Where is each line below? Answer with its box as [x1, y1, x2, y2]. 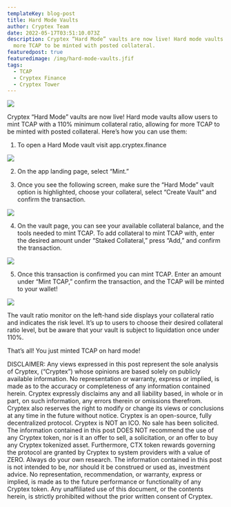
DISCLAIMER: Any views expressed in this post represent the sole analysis [7, 360, 219, 369]
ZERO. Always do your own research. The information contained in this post [7, 456, 222, 464]
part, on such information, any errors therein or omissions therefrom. [7, 397, 203, 405]
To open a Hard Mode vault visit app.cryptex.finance [17, 141, 167, 149]
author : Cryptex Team [7, 23, 70, 30]
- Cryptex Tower [13, 81, 60, 88]
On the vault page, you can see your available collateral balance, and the [17, 222, 224, 230]
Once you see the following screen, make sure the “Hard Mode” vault [17, 181, 214, 189]
